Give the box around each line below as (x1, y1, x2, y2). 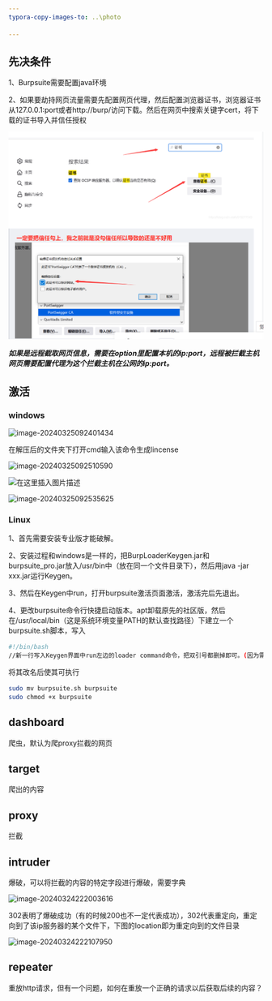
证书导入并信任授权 (22, 115, 87, 125)
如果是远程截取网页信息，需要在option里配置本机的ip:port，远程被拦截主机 (8, 349, 260, 359)
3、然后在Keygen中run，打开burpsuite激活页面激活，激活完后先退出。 (8, 588, 244, 598)
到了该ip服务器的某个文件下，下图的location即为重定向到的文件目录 (15, 921, 240, 930)
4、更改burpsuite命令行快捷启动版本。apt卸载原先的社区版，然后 (8, 605, 226, 616)
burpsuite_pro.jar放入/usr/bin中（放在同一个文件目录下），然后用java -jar (8, 561, 249, 571)
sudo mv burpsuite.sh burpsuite (8, 685, 117, 693)
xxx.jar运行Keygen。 (8, 571, 77, 581)
